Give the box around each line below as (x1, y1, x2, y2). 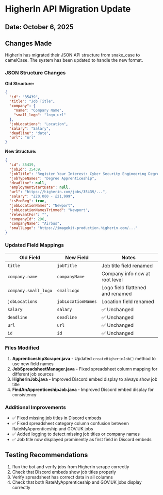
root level (101, 276, 123, 283)
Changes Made (5, 39, 52, 47)
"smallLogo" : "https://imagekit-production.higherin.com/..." (9, 226, 138, 230)
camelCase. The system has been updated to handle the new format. (5, 57, 143, 63)
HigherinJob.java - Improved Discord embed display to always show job (12, 376, 158, 382)
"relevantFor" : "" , (9, 212, 49, 217)
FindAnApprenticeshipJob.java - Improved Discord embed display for (12, 387, 154, 392)
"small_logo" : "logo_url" (14, 113, 66, 118)
